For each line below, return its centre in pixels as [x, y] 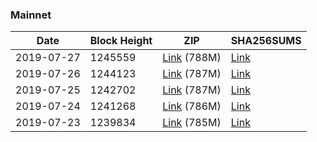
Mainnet [31, 15]
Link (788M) [192, 58]
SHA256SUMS [266, 41]
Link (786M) [192, 106]
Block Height [121, 41]
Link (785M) [192, 123]
